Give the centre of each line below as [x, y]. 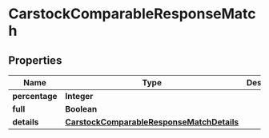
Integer [79, 96]
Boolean [81, 109]
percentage [35, 96]
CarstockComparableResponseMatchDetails [152, 122]
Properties [35, 60]
